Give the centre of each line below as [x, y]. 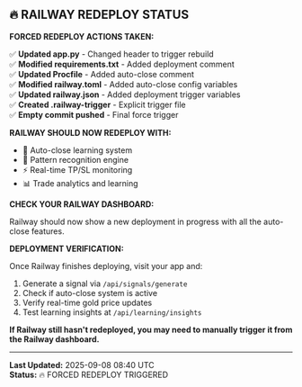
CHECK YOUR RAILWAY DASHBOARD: [82, 204]
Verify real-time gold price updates [87, 302]
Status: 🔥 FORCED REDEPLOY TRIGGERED [89, 374]
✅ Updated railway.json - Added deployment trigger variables [125, 94]
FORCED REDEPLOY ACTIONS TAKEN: [82, 36]
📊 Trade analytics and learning [80, 183]
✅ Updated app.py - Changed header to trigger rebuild [111, 54]
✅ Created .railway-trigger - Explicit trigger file [98, 104]
